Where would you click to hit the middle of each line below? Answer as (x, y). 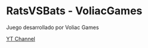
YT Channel (21, 39)
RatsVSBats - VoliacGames (74, 11)
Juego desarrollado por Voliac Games (53, 27)
